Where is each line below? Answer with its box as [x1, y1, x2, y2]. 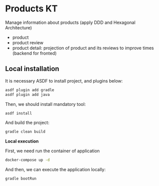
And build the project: [5, 120, 50, 126]
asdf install [5, 110, 32, 116]
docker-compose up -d [5, 158, 50, 163]
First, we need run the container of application [5, 148, 100, 154]
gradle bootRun [5, 176, 37, 182]
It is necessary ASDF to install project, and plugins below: [5, 78, 123, 84]
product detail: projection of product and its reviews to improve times [12, 45, 154, 51]
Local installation [5, 65, 60, 73]
